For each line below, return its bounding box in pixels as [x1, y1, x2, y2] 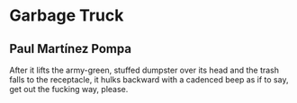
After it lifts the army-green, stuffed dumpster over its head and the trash [9, 64, 280, 75]
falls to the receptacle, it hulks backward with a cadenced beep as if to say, [9, 74, 289, 85]
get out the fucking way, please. [9, 84, 129, 94]
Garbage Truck [9, 5, 124, 26]
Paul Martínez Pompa [9, 41, 132, 56]
